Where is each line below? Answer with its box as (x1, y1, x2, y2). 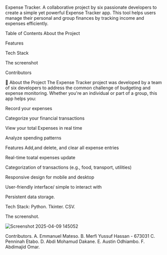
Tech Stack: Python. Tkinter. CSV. (5, 204, 75, 209)
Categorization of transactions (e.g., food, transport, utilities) (5, 164, 132, 170)
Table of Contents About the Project (5, 30, 80, 36)
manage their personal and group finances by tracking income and (5, 15, 144, 21)
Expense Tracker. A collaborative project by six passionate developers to (5, 5, 157, 10)
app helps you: (5, 96, 36, 101)
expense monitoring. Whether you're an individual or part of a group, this (5, 90, 157, 96)
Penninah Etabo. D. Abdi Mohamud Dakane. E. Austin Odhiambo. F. (5, 238, 145, 244)
